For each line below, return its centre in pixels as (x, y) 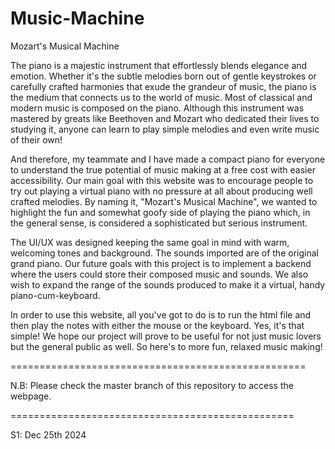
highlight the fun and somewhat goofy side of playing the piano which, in (160, 212)
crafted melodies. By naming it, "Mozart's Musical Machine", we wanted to (164, 201)
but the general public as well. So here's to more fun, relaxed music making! (166, 346)
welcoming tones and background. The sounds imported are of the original (164, 253)
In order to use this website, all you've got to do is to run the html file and (161, 314)
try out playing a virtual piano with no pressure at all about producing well (161, 191)
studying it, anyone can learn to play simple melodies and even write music (165, 129)
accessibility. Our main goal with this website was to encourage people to (162, 180)
